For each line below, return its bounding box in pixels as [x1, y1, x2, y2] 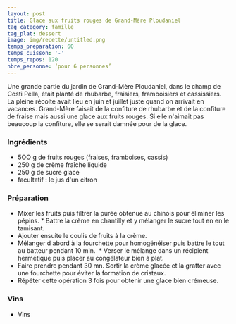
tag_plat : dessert [7, 30, 61, 37]
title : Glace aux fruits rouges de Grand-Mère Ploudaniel [7, 17, 181, 24]
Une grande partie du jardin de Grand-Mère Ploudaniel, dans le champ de [7, 82, 221, 90]
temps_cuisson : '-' [7, 50, 65, 57]
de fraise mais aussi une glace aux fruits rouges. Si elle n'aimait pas [7, 112, 204, 120]
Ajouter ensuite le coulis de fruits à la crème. [17, 232, 147, 240]
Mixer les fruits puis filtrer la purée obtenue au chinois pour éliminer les [17, 209, 225, 218]
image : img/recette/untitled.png [7, 37, 106, 44]
